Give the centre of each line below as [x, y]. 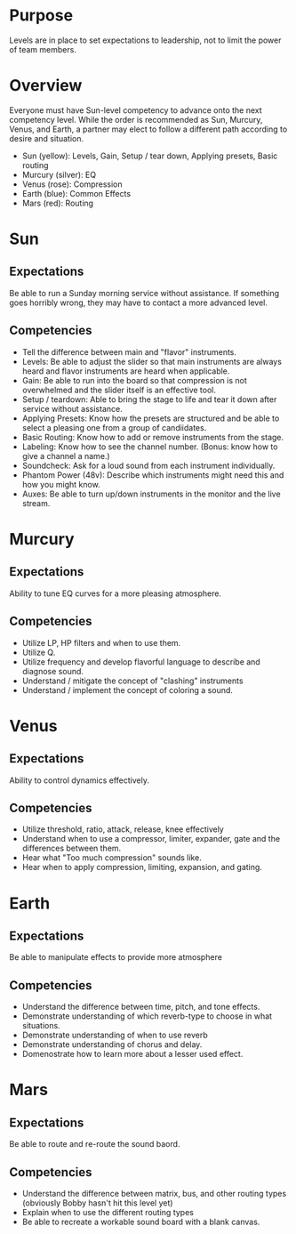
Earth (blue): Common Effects [76, 193]
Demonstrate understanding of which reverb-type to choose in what [147, 1016]
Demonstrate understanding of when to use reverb [115, 1035]
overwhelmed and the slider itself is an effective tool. [119, 390]
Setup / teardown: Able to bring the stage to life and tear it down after [149, 399]
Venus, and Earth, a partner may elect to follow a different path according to [148, 129]
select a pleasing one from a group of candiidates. [114, 427]
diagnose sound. [53, 671]
